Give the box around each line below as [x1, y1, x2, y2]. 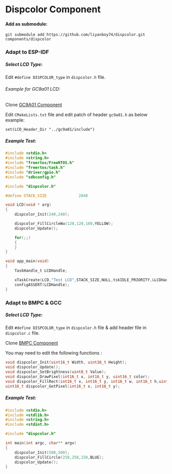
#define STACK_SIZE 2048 [5, 193, 88, 198]
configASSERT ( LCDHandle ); [14, 282, 70, 287]
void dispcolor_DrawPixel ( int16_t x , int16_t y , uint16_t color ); [5, 374, 150, 380]
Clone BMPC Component [5, 340, 58, 346]
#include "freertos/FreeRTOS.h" [5, 160, 74, 166]
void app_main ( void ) [5, 259, 50, 264]
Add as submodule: [5, 20, 48, 27]
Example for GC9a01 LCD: [5, 86, 60, 92]
